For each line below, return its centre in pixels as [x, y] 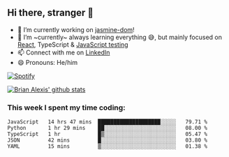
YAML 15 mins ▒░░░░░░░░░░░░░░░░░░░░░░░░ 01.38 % [108, 147]
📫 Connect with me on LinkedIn [64, 52]
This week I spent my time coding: [66, 107]
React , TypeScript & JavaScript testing [73, 44]
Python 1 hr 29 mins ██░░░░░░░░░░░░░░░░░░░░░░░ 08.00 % [108, 128]
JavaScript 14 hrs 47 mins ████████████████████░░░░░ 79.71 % [108, 122]
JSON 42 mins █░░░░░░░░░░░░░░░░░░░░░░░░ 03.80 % [108, 140]
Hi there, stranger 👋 [51, 13]
